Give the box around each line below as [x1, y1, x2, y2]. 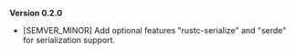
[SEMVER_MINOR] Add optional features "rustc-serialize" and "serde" [22, 25, 287, 35]
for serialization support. [22, 35, 116, 45]
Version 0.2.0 [9, 8, 63, 18]
